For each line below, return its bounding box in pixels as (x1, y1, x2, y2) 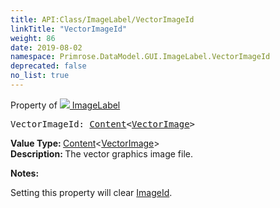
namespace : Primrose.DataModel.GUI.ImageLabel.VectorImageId (10, 52, 271, 62)
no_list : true (10, 71, 70, 81)
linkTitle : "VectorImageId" (10, 24, 128, 34)
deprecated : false (10, 61, 87, 71)
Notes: (10, 167, 40, 179)
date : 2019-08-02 (10, 42, 83, 53)
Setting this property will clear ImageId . (10, 186, 173, 198)
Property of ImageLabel (10, 99, 121, 111)
